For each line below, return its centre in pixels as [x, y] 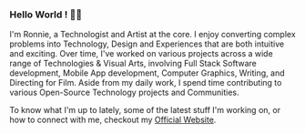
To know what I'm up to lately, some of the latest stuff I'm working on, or [145, 110]
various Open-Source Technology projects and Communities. [124, 93]
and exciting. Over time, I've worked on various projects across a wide [141, 54]
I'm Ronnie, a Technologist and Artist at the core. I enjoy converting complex [152, 35]
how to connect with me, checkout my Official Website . [113, 120]
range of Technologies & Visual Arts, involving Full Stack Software [133, 64]
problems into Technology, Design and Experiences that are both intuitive [147, 44]
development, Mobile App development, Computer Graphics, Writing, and [147, 73]
